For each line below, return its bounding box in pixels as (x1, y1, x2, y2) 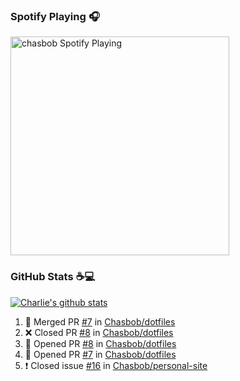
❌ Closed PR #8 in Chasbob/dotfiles (24, 326, 174, 338)
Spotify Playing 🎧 (10, 9, 100, 23)
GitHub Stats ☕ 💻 (10, 270, 96, 284)
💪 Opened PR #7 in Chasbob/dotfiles (24, 348, 177, 360)
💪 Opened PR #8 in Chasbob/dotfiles (24, 337, 177, 349)
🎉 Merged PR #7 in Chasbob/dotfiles (24, 315, 176, 328)
